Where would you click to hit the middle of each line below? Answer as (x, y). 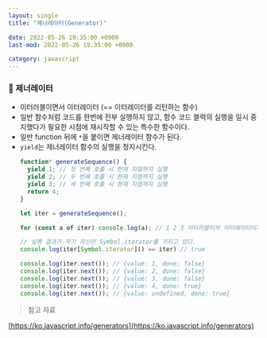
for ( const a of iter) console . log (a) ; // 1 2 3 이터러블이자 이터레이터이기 (141, 227)
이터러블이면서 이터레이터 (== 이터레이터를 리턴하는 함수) (109, 107)
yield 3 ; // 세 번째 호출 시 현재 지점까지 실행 (98, 185)
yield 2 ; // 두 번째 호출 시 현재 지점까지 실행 (98, 177)
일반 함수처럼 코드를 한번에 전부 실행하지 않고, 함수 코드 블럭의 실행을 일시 (134, 117)
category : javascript (44, 59)
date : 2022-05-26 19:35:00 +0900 (64, 37)
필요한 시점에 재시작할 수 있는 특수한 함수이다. (118, 127)
